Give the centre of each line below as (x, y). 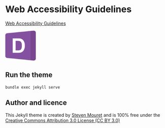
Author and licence (36, 103)
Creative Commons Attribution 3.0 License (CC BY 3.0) (63, 120)
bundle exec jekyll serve (32, 87)
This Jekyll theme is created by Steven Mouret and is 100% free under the (83, 115)
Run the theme (29, 75)
